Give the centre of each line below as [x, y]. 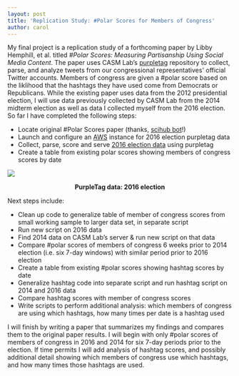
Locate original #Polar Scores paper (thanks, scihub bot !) [102, 130]
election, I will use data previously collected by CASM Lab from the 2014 [114, 101]
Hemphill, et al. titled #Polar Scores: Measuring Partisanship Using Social [115, 55]
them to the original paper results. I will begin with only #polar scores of [113, 335]
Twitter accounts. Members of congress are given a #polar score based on [117, 78]
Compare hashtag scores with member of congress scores [104, 298]
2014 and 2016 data [47, 290]
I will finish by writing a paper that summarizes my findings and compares [116, 327]
